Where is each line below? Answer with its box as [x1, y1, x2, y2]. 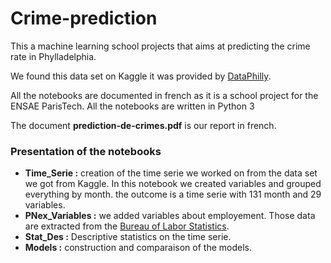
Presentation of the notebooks [10, 144, 162, 158]
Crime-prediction [10, 7, 158, 30]
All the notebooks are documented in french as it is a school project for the [10, 89, 319, 101]
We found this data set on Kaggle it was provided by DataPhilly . [10, 70, 272, 82]
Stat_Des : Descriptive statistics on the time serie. [24, 231, 232, 243]
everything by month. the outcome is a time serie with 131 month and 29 [24, 188, 322, 201]
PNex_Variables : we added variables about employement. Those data [24, 210, 316, 222]
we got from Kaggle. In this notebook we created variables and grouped [24, 178, 322, 190]
